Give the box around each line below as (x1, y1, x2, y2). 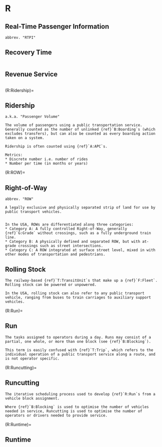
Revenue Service (5, 70, 58, 78)
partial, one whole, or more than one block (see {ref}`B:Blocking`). (5, 339, 151, 344)
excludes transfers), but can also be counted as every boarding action (5, 131, 156, 136)
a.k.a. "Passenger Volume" (5, 114, 60, 119)
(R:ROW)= (5, 170, 26, 176)
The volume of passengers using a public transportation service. (5, 123, 143, 128)
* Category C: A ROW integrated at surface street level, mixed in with (5, 248, 156, 253)
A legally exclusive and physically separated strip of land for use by (5, 205, 156, 210)
